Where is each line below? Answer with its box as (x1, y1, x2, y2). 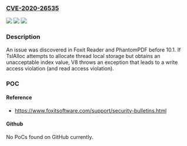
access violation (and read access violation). (6, 64, 115, 72)
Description (6, 33, 41, 41)
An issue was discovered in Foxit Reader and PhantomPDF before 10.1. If (6, 46, 181, 53)
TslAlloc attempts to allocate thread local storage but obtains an (6, 52, 161, 59)
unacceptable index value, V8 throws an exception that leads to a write (6, 59, 178, 66)
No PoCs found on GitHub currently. (6, 133, 93, 140)
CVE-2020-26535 (6, 4, 59, 12)
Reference (6, 94, 32, 101)
